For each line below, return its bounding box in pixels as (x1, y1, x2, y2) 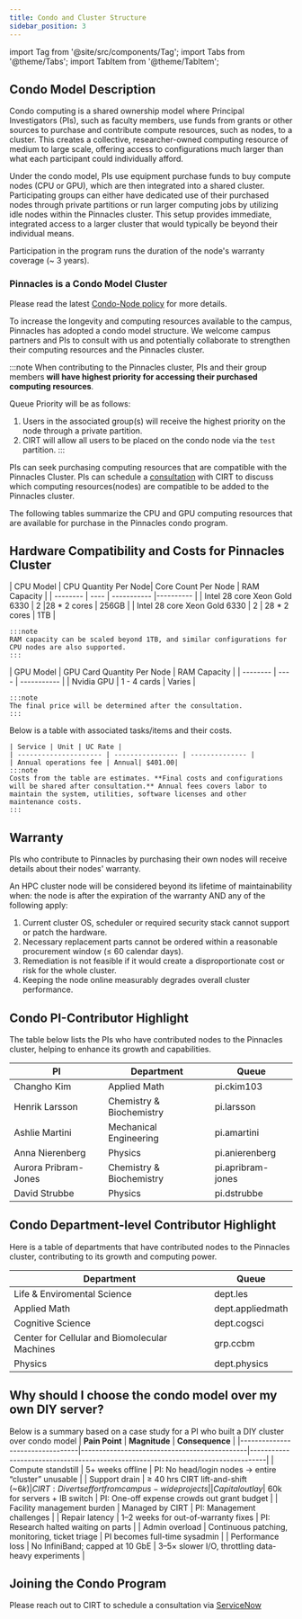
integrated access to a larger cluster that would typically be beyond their (9, 219, 279, 229)
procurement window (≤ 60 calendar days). (22, 946, 184, 957)
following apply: (9, 900, 69, 911)
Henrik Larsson (13, 1101, 78, 1114)
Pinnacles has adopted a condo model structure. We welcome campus (9, 325, 271, 335)
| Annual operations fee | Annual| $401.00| (9, 758, 179, 767)
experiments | (33, 1550, 85, 1561)
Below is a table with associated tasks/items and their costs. (9, 725, 232, 736)
